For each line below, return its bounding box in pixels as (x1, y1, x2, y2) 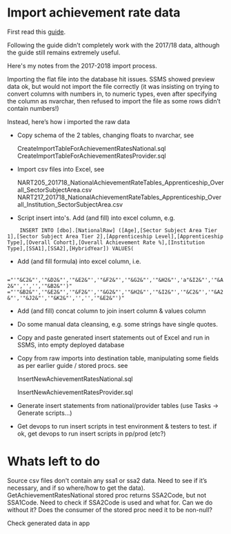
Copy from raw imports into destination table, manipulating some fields (17, 353, 219, 362)
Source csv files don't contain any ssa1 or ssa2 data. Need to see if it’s (7, 476, 208, 484)
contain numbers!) (7, 104, 60, 112)
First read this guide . (7, 28, 66, 36)
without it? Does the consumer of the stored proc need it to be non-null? (7, 505, 212, 514)
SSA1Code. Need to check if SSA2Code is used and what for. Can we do (7, 498, 213, 506)
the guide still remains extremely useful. (7, 48, 121, 57)
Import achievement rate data (7, 5, 181, 21)
